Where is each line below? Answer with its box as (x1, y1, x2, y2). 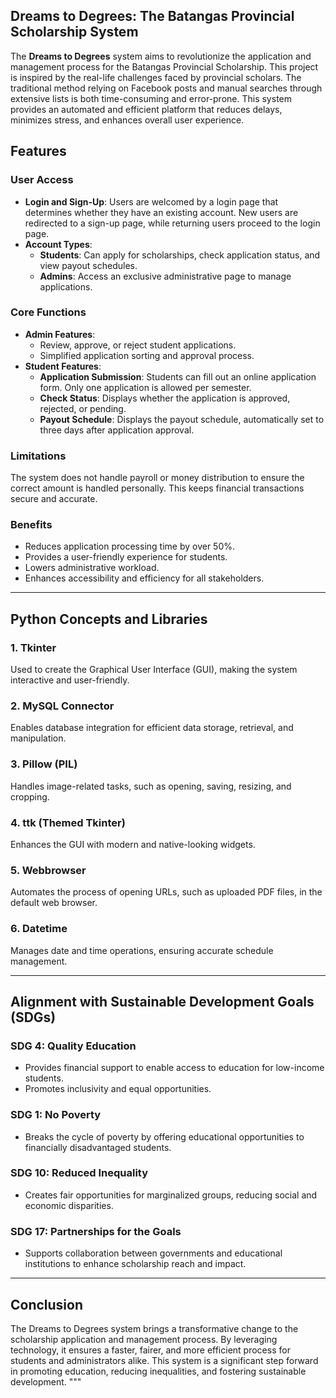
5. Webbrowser (10, 863, 87, 877)
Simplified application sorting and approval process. (39, 349, 255, 361)
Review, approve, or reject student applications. (39, 339, 237, 351)
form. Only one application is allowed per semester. (39, 381, 252, 393)
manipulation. (10, 732, 67, 744)
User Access (10, 173, 74, 187)
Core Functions (10, 305, 87, 319)
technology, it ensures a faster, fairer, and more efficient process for (10, 1344, 291, 1356)
